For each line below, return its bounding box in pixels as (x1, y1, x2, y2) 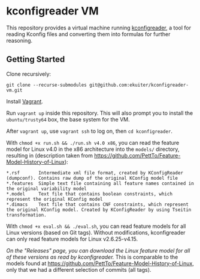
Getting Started (6, 54, 65, 64)
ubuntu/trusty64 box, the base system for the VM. (6, 115, 130, 123)
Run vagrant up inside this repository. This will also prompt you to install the (6, 109, 193, 117)
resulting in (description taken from (6, 152, 93, 159)
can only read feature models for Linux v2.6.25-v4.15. (6, 235, 138, 242)
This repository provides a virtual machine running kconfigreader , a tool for (6, 24, 192, 31)
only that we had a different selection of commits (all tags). (6, 266, 151, 273)
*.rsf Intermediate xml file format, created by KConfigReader (6, 170, 184, 176)
